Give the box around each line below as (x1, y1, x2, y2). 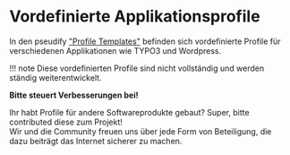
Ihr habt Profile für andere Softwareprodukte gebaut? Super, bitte (9, 107, 250, 117)
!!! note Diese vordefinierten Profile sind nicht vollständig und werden (9, 63, 265, 73)
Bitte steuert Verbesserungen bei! (9, 90, 139, 100)
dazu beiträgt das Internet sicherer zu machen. (9, 135, 183, 146)
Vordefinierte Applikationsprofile (9, 6, 261, 27)
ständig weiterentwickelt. (9, 72, 102, 82)
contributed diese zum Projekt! (9, 116, 124, 127)
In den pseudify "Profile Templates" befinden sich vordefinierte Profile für (9, 36, 281, 47)
